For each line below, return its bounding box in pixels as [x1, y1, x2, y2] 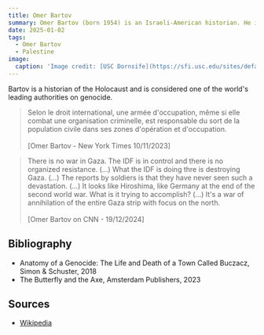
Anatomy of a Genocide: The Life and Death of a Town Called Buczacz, [19, 258, 250, 268]
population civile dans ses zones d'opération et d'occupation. [27, 124, 227, 133]
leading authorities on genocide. [8, 92, 113, 102]
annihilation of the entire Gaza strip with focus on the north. [27, 198, 221, 207]
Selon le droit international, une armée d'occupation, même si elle [27, 107, 240, 117]
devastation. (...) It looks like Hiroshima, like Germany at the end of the [27, 181, 255, 191]
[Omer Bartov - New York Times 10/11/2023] [27, 140, 171, 150]
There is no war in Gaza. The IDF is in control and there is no [27, 156, 224, 166]
